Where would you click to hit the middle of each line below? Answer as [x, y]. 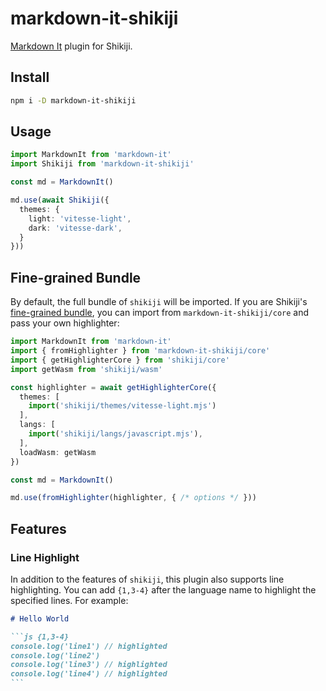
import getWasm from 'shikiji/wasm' [86, 369]
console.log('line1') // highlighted [89, 646]
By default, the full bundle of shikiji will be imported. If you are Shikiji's [159, 302]
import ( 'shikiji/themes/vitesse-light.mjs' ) [122, 406]
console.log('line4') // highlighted [89, 674]
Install [30, 77]
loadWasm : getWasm [58, 452]
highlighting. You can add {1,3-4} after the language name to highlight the [163, 589]
